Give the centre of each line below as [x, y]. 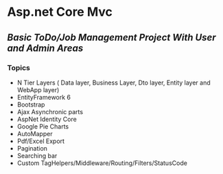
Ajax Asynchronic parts [50, 111]
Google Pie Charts [43, 126]
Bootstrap [31, 105]
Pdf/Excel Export [41, 141]
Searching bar [37, 155]
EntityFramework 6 [44, 97]
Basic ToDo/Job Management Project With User [111, 37]
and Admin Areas [45, 48]
